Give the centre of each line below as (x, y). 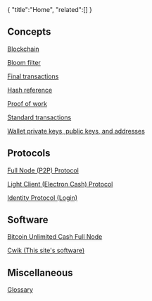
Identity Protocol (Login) (43, 197)
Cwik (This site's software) (46, 250)
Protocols (29, 153)
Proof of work (27, 103)
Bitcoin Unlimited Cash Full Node (55, 237)
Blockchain (24, 49)
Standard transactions (39, 117)
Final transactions (33, 76)
